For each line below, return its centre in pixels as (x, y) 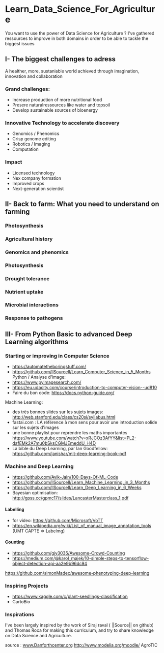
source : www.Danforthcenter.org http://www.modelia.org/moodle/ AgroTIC (82, 645)
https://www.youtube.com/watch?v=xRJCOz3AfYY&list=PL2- (74, 438)
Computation (25, 149)
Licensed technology (33, 173)
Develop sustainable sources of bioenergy (55, 110)
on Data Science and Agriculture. (39, 636)
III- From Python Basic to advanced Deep (69, 334)
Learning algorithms (37, 342)
